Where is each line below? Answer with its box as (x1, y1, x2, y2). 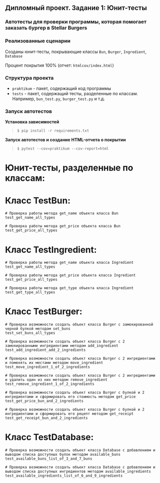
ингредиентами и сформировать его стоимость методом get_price (5, 395, 136, 399)
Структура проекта (5, 74, 54, 81)
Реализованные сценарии (5, 37, 71, 44)
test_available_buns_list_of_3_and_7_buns (5, 456, 92, 461)
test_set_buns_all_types (5, 330, 55, 336)
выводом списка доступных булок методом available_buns (5, 452, 121, 457)
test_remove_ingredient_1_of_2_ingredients (5, 381, 95, 387)
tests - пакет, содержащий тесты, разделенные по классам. (12, 90, 139, 96)
